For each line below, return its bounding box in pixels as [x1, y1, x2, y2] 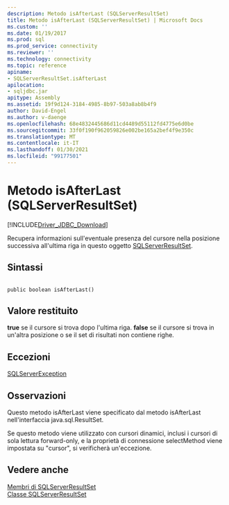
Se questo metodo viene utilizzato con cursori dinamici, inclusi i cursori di [7, 429, 218, 437]
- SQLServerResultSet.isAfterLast [7, 75, 108, 82]
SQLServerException [7, 370, 67, 378]
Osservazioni [7, 389, 67, 401]
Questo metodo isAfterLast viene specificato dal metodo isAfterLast [7, 408, 201, 417]
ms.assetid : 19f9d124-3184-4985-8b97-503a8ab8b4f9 [7, 101, 157, 108]
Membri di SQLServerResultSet [7, 482, 96, 491]
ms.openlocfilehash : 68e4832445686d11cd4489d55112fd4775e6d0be [7, 120, 194, 127]
